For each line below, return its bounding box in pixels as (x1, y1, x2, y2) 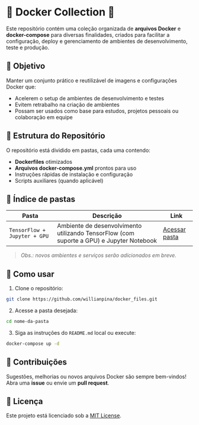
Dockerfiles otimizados (14, 158, 73, 165)
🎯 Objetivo (6, 61, 46, 71)
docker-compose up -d (6, 341, 60, 347)
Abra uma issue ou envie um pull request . (6, 379, 110, 386)
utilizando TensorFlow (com (57, 229, 134, 237)
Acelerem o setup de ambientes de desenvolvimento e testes (14, 94, 165, 102)
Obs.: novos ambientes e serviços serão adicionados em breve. (20, 252, 176, 259)
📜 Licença (6, 397, 43, 407)
